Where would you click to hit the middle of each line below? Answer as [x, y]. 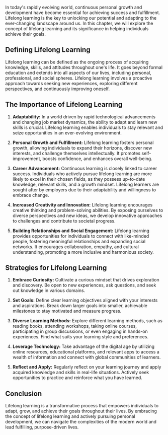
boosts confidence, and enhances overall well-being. [97, 159]
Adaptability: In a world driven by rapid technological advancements [84, 117]
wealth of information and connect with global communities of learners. [87, 357]
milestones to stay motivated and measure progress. [67, 311]
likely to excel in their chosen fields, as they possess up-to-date [79, 179]
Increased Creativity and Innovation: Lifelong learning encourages [82, 205]
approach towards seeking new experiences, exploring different [71, 83]
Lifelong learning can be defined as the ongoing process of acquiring [77, 62]
